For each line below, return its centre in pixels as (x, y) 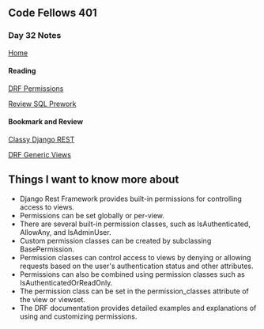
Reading (22, 71)
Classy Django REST (41, 140)
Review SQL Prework (42, 104)
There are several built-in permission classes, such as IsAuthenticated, (135, 224)
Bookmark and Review (46, 122)
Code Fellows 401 (53, 13)
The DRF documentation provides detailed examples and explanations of (138, 308)
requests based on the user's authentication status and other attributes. (137, 266)
